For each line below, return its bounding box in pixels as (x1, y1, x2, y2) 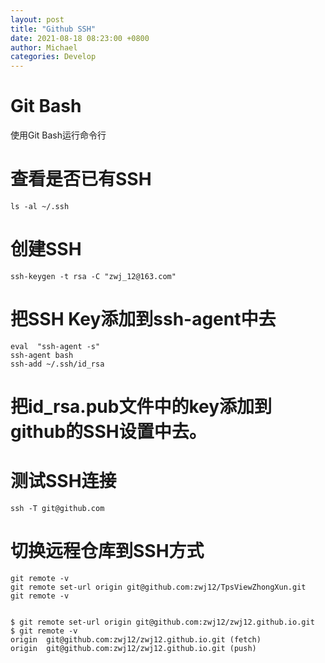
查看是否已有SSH (10, 168, 152, 191)
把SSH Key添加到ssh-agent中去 (10, 308, 277, 331)
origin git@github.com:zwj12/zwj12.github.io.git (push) (10, 643, 257, 653)
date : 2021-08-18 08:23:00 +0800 (10, 33, 150, 43)
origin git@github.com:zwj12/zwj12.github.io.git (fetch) (10, 634, 262, 645)
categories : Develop (10, 52, 97, 62)
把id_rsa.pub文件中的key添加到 (10, 396, 273, 418)
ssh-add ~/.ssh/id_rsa (10, 359, 105, 369)
